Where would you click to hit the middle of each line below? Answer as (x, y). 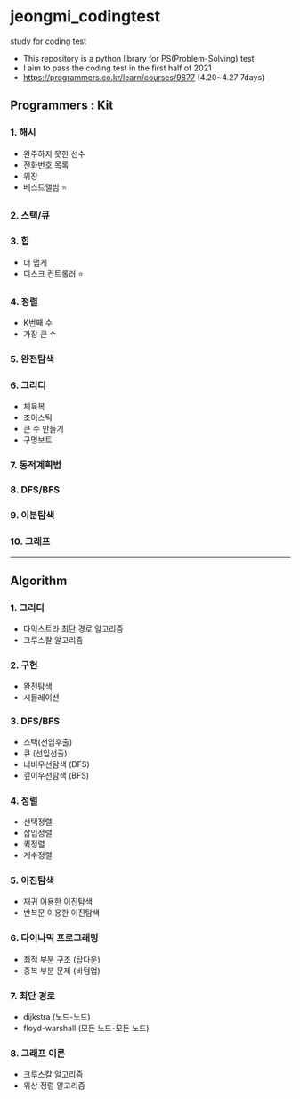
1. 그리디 (28, 607)
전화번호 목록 (46, 165)
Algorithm (39, 580)
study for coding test (49, 41)
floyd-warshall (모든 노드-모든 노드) (86, 1028)
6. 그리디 (28, 385)
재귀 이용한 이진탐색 (57, 902)
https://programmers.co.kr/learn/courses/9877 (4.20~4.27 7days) (144, 77)
